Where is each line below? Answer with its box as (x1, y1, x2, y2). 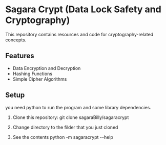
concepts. (5, 37, 27, 43)
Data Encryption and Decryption (12, 65, 81, 71)
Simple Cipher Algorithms (12, 76, 67, 82)
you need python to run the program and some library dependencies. (5, 104, 151, 110)
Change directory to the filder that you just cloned (12, 124, 118, 130)
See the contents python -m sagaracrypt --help (12, 134, 114, 140)
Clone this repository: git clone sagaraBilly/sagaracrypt (12, 114, 129, 120)
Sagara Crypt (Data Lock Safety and (5, 4, 161, 15)
